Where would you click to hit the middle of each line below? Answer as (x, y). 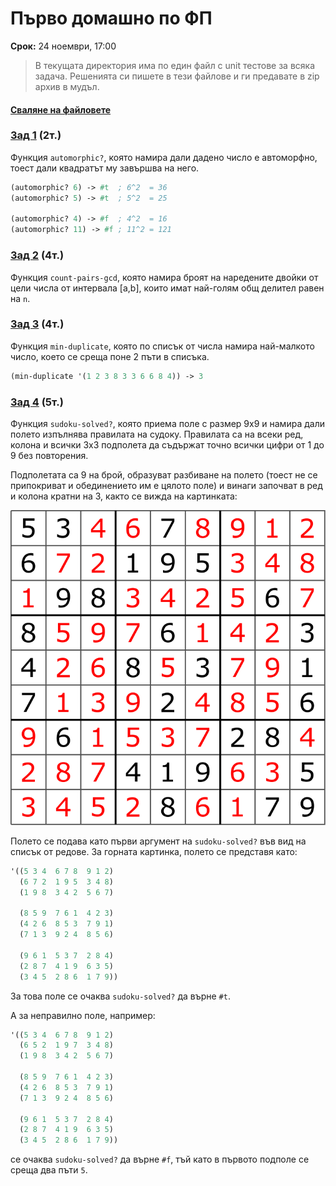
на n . (20, 298)
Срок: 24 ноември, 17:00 (63, 46)
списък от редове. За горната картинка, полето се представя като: (154, 851)
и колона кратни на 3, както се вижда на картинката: (124, 496)
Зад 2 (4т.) (37, 255)
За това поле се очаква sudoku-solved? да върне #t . (120, 996)
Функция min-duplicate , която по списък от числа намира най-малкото (162, 346)
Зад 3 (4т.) (37, 324)
